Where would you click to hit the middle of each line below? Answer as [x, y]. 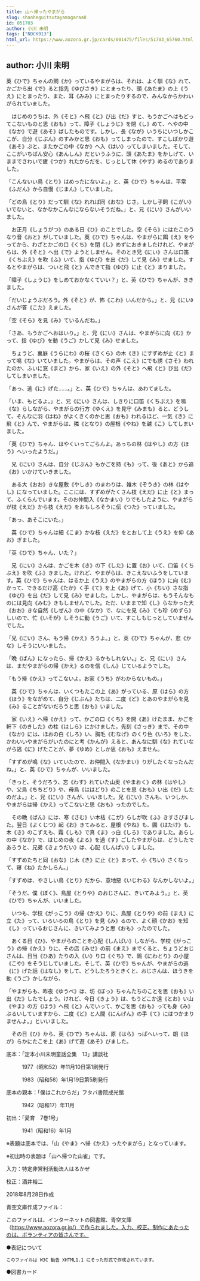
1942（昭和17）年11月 [48, 1105]
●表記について [24, 1247]
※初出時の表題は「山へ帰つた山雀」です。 [57, 1156]
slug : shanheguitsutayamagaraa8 [46, 17]
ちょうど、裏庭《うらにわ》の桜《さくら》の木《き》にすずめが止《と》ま [103, 353]
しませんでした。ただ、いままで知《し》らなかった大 [129, 603]
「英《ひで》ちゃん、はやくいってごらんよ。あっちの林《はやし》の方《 [95, 444]
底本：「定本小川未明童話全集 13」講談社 [57, 1054]
